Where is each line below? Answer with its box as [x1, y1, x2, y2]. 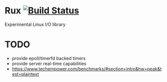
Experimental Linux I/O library [4, 21, 66, 27]
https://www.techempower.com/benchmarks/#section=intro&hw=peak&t [11, 66, 162, 72]
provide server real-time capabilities [11, 60, 87, 67]
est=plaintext [11, 71, 39, 77]
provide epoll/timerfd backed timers [11, 55, 86, 61]
